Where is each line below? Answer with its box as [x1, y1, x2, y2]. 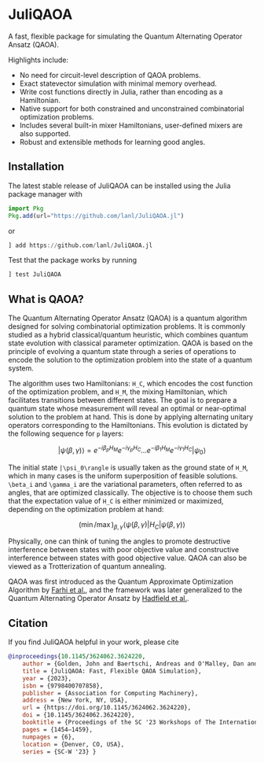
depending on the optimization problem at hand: [8, 504, 164, 514]
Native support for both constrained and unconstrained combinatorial [19, 104, 245, 113]
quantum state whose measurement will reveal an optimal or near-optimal [8, 404, 247, 414]
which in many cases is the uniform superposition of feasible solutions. [8, 470, 238, 481]
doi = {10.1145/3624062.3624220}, [22, 711, 135, 719]
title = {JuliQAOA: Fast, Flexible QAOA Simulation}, [22, 667, 202, 675]
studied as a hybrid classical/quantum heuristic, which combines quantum [8, 330, 249, 340]
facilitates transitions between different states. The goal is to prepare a [8, 396, 237, 405]
